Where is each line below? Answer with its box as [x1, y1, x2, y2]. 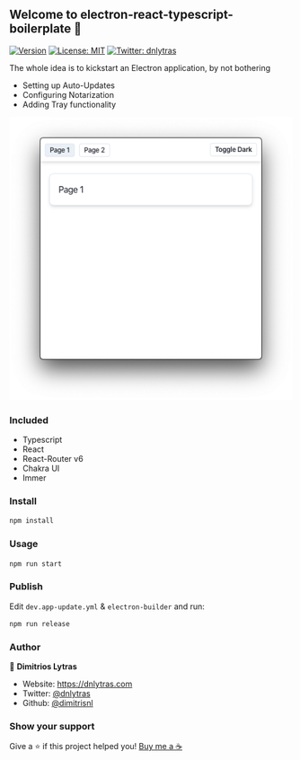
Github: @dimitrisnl [22, 697, 93, 708]
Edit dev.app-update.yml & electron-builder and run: [9, 601, 205, 612]
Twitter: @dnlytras [22, 687, 92, 699]
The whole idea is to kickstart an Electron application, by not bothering [9, 62, 271, 73]
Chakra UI [22, 463, 60, 474]
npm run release [9, 619, 70, 628]
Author [9, 641, 41, 653]
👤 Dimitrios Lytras [9, 660, 78, 672]
